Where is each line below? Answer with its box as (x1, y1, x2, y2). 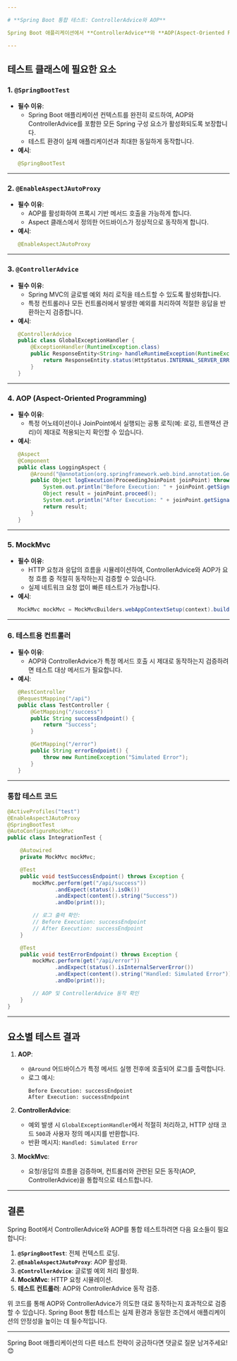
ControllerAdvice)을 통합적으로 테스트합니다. (28, 1176, 153, 1185)
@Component (17, 457, 50, 464)
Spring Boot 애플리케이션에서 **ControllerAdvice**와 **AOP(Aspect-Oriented (7, 29, 225, 36)
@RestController (17, 689, 66, 696)
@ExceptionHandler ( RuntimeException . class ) (30, 344, 160, 351)
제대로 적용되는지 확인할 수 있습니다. (43, 428, 144, 436)
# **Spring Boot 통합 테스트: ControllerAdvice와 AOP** (7, 16, 166, 23)
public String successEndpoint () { (30, 714, 135, 722)
